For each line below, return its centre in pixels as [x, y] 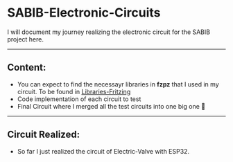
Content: [27, 67]
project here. [25, 39]
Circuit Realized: [44, 135]
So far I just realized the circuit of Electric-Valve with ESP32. [103, 151]
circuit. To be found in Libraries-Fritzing [74, 91]
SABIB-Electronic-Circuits [84, 13]
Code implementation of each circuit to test [79, 99]
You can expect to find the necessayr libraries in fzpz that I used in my [118, 84]
